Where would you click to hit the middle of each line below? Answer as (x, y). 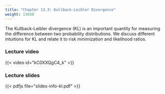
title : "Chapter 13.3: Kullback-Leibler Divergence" (61, 10)
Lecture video (22, 51)
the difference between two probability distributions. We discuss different (80, 34)
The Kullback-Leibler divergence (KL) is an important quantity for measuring (83, 28)
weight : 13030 (20, 14)
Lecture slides (22, 75)
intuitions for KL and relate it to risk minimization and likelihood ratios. (76, 39)
